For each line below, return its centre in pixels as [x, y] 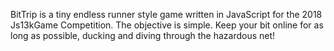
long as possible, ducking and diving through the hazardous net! [143, 35]
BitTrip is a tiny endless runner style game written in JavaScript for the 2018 [166, 14]
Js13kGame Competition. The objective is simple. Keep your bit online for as [167, 25]
